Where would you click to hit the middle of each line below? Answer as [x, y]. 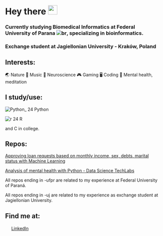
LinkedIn [20, 229]
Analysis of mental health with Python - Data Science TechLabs [70, 171]
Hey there [26, 12]
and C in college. [22, 128]
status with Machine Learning [35, 161]
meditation [16, 82]
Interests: [20, 63]
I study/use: [24, 97]
